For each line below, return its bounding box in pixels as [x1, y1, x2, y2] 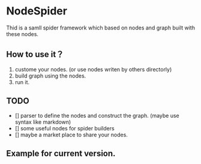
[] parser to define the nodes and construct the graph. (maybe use [14, 112, 179, 119]
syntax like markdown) [14, 118, 71, 126]
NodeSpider [6, 4, 68, 18]
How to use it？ [6, 49, 64, 59]
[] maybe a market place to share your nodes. [14, 131, 128, 138]
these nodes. [6, 30, 39, 37]
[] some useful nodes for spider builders [14, 124, 115, 132]
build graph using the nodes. [14, 72, 86, 79]
